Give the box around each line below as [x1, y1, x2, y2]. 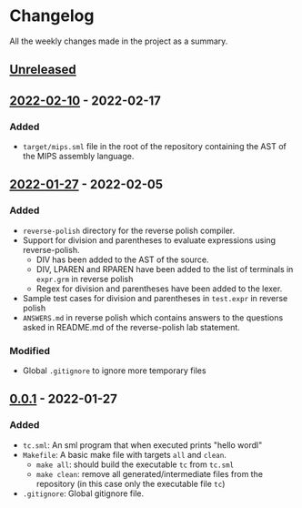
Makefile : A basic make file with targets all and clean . [22, 449, 227, 460]
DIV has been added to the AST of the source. [35, 254, 209, 265]
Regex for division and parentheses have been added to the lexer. [35, 283, 283, 294]
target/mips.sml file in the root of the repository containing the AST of [22, 141, 287, 152]
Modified [9, 344, 51, 357]
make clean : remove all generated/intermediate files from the [35, 468, 264, 479]
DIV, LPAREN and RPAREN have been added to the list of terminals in [35, 263, 294, 274]
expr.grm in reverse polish [35, 273, 134, 284]
